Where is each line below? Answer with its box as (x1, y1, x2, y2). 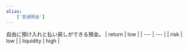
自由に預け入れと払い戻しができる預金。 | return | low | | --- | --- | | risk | (6, 30, 183, 38)
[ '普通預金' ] (16, 14, 45, 20)
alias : (6, 8, 22, 15)
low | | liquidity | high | (6, 37, 60, 44)
